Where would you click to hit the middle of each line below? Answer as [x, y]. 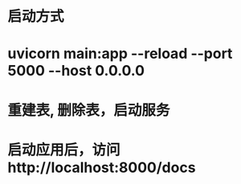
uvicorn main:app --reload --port [120, 54]
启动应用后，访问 [64, 150]
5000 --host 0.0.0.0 [76, 71]
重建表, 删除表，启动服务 [89, 110]
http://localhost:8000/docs [102, 168]
